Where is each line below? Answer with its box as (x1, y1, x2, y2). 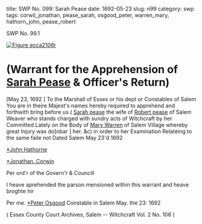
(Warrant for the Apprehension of (6, 63, 178, 76)
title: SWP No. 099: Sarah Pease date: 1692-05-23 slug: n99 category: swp (6, 5, 194, 12)
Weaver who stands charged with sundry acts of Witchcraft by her (6, 114, 173, 122)
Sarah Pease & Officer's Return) (6, 76, 170, 90)
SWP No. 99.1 (6, 30, 41, 37)
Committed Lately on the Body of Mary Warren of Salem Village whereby (6, 121, 188, 128)
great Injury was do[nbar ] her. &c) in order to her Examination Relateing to (6, 127, 192, 135)
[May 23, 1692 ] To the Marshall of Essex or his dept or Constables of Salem (6, 95, 197, 102)
